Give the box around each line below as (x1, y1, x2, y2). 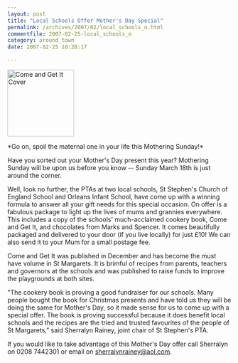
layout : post (7, 10, 46, 18)
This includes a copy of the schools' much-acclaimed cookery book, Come (7, 215, 227, 223)
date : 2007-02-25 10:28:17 (7, 43, 87, 51)
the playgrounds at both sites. (7, 275, 94, 283)
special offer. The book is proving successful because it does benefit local (7, 311, 225, 319)
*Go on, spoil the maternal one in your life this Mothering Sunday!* (7, 142, 204, 150)
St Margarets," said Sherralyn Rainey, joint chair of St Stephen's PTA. (7, 326, 209, 335)
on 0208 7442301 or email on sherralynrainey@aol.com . (7, 347, 172, 356)
